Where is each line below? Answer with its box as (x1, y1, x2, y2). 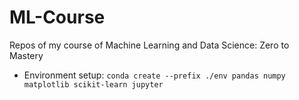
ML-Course (9, 6, 106, 29)
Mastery (9, 49, 44, 61)
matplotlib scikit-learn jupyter (23, 79, 164, 90)
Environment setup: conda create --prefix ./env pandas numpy (23, 69, 286, 81)
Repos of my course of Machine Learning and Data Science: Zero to (9, 39, 290, 51)
